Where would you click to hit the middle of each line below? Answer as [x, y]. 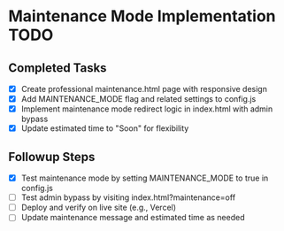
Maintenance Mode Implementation [142, 16]
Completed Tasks [58, 68]
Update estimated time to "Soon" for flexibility [105, 128]
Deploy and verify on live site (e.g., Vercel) [99, 208]
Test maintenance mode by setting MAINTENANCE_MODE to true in [145, 178]
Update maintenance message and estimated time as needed [133, 218]
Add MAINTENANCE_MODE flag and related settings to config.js [138, 99]
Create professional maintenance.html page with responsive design [144, 89]
